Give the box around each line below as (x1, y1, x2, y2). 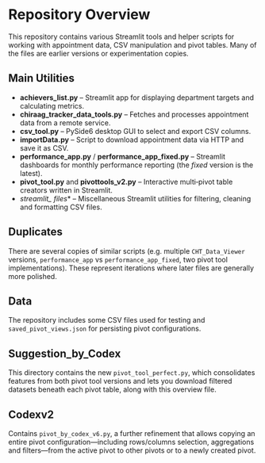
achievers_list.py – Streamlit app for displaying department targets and (19, 93, 255, 102)
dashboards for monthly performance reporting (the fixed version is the (19, 160, 254, 170)
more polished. (8, 271, 57, 281)
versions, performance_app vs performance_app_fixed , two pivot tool (8, 254, 229, 264)
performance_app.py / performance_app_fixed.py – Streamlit (19, 151, 226, 161)
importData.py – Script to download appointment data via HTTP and (19, 135, 244, 144)
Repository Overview (8, 6, 151, 24)
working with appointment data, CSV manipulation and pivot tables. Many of (8, 40, 257, 49)
